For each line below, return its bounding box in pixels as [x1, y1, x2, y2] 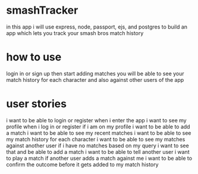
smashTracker [6, 4, 78, 17]
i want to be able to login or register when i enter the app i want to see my [6, 116, 187, 124]
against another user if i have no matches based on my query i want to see [6, 142, 189, 149]
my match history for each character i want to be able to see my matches [6, 135, 186, 143]
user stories [6, 97, 67, 110]
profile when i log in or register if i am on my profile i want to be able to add [6, 123, 190, 130]
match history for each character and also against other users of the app [6, 76, 184, 83]
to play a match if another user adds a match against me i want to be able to [6, 154, 192, 162]
